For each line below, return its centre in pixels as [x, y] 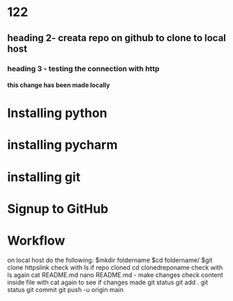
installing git [44, 177]
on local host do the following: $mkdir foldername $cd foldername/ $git [110, 260]
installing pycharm [62, 145]
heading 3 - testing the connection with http [83, 68]
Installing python [57, 113]
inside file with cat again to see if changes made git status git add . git [108, 282]
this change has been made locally [59, 85]
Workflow [36, 241]
